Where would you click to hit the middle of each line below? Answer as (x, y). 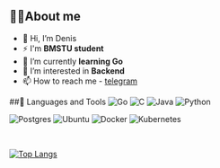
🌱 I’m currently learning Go (73, 61)
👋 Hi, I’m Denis (49, 38)
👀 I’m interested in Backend (74, 71)
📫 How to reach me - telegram (79, 81)
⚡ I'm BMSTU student (63, 48)
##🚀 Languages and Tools (57, 102)
